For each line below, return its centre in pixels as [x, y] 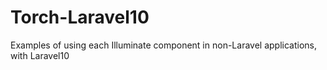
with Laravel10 [40, 55]
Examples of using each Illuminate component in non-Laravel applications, [163, 45]
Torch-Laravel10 [80, 17]
